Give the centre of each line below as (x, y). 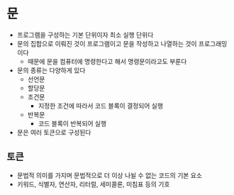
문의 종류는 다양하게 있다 (51, 70)
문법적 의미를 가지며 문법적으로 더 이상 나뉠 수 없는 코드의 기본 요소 (110, 175)
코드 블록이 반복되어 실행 (72, 123)
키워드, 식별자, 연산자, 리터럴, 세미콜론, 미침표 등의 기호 (93, 184)
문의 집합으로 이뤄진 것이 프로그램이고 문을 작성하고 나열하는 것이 (107, 43)
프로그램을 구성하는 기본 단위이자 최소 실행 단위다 (85, 35)
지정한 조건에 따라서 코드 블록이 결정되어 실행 (101, 106)
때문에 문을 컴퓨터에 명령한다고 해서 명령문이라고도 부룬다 (107, 61)
